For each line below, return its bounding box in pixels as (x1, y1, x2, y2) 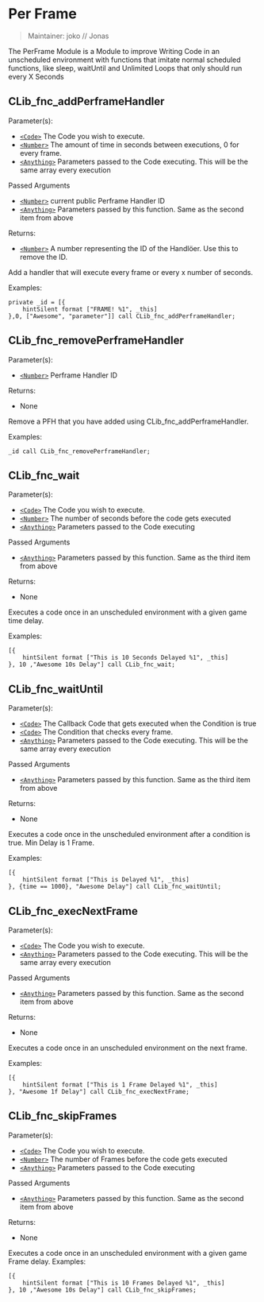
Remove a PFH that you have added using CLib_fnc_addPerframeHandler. (8, 417, 249, 426)
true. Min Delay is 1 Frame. (8, 838, 95, 847)
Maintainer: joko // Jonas (27, 31, 109, 41)
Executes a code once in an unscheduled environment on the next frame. (8, 1043, 247, 1052)
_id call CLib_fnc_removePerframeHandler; (8, 447, 151, 455)
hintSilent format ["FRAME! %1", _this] (22, 305, 158, 313)
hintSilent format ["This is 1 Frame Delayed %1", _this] (22, 1081, 218, 1089)
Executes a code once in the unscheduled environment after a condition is (8, 830, 251, 839)
